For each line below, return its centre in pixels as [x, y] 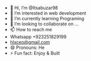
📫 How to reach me [31, 29]
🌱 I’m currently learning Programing [47, 18]
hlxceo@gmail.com [30, 42]
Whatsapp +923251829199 [38, 37]
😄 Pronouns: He [27, 47]
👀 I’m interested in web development [48, 13]
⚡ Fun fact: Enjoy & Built [35, 53]
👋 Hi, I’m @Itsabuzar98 [34, 8]
